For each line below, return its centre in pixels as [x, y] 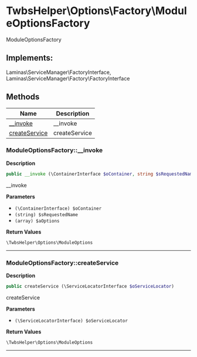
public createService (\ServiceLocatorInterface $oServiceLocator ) [90, 287]
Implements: [30, 58]
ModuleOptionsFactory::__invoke [55, 150]
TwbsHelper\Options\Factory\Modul [96, 11]
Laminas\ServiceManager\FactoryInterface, [59, 72]
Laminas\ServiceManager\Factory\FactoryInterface [68, 78]
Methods [23, 97]
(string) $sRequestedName [46, 215]
